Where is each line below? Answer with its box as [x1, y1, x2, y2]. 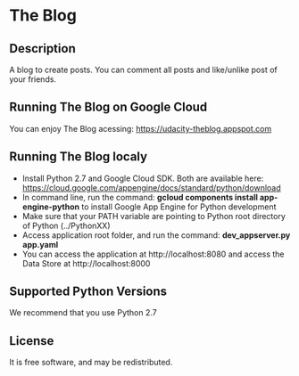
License [9, 333, 54, 348]
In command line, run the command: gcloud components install [21, 192, 259, 202]
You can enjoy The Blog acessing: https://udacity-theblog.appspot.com [9, 123, 272, 134]
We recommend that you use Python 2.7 [9, 307, 158, 318]
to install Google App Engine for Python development [81, 201, 277, 212]
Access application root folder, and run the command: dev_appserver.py [21, 229, 291, 241]
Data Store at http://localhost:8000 [21, 257, 151, 268]
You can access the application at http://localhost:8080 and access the [21, 249, 285, 259]
